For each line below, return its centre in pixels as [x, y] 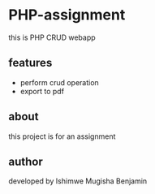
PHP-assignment [67, 15]
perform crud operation [59, 82]
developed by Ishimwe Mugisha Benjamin [78, 181]
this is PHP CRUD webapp [52, 37]
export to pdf [42, 91]
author [26, 161]
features [30, 63]
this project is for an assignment [62, 136]
